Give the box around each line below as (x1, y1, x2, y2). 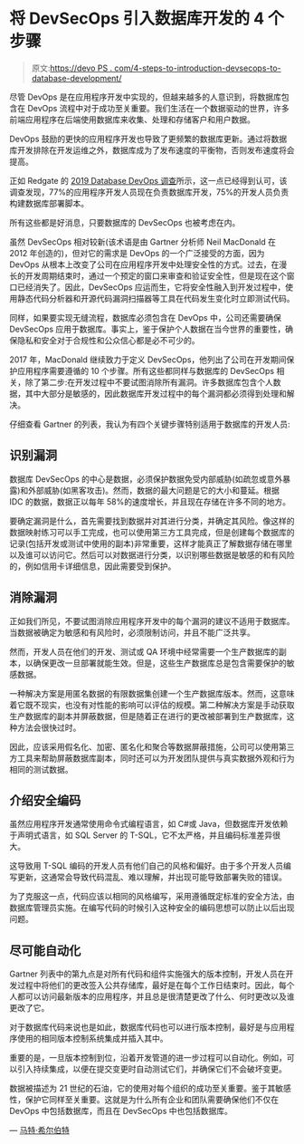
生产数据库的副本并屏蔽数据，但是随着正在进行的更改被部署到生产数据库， (9, 710, 287, 721)
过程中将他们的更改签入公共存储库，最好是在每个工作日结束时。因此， (16, 980, 279, 991)
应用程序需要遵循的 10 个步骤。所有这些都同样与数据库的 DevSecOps (16, 365, 275, 376)
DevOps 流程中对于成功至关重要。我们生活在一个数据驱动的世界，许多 (26, 102, 290, 113)
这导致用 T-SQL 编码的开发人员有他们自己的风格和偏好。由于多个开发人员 (9, 860, 283, 871)
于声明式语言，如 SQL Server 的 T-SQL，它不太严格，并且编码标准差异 (9, 830, 273, 841)
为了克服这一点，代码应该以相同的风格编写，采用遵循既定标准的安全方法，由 (9, 891, 295, 902)
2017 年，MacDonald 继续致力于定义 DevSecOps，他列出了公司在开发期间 (9, 354, 287, 365)
